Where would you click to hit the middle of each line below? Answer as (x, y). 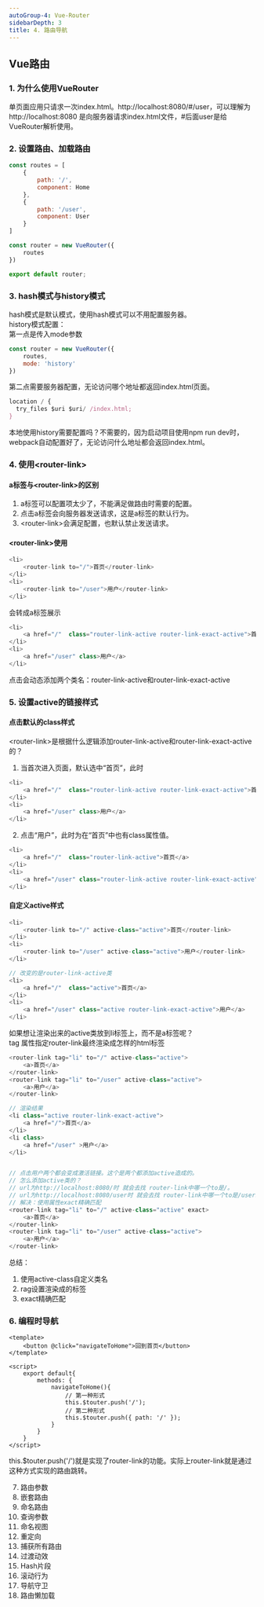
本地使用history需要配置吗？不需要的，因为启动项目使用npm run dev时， (126, 432)
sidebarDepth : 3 (35, 23)
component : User (63, 217)
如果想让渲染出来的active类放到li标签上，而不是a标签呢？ (101, 1033)
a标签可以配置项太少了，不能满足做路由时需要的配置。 (108, 504)
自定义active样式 (36, 905)
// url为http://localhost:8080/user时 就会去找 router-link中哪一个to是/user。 (135, 1195)
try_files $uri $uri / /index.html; (74, 409)
